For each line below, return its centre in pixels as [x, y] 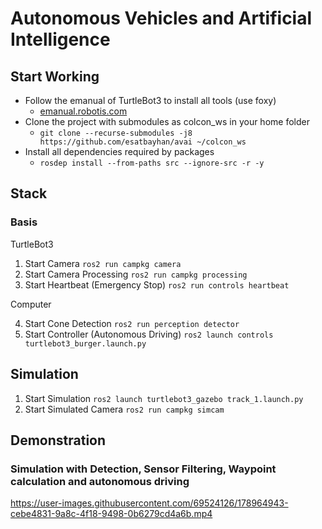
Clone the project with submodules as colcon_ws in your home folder [167, 121]
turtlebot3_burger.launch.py [85, 343]
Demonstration [58, 440]
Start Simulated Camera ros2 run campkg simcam [124, 409]
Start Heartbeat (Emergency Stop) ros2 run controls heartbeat [157, 284]
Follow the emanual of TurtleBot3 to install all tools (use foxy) [150, 100]
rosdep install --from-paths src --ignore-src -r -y [152, 163]
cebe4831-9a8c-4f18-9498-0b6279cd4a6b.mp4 [111, 514]
